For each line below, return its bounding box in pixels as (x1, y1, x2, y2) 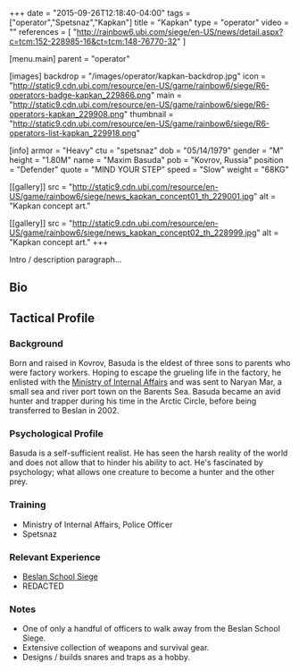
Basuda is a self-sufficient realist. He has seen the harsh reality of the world (9, 447, 288, 459)
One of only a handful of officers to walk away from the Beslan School (21, 624, 281, 634)
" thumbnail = (123, 109, 174, 119)
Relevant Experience (9, 550, 101, 563)
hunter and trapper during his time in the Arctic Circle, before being (9, 395, 257, 406)
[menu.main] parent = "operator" (9, 54, 130, 64)
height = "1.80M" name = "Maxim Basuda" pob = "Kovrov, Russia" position (9, 155, 284, 165)
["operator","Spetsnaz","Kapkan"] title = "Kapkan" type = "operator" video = (9, 17, 290, 28)
